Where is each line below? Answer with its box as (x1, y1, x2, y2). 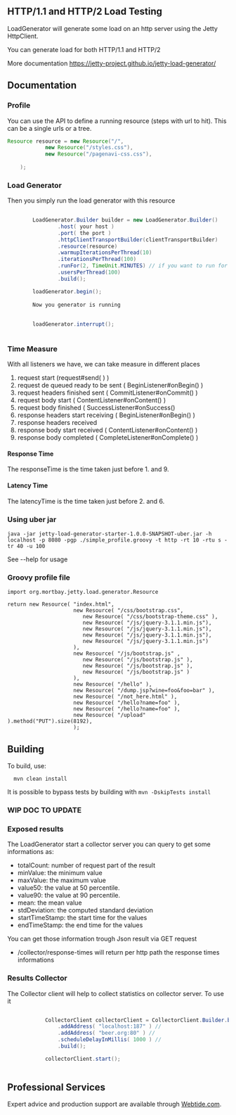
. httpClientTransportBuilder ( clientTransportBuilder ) (57, 236, 218, 243)
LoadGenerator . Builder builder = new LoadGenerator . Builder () (32, 217, 218, 224)
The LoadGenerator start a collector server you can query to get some (7, 840, 211, 848)
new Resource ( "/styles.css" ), (44, 144, 133, 151)
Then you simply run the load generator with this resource (7, 196, 176, 205)
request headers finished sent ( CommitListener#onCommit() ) (17, 388, 198, 397)
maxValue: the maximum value (17, 876, 107, 885)
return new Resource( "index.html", (7, 601, 114, 608)
